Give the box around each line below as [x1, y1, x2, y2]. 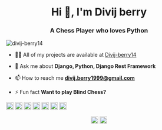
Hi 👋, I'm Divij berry [51, 5, 147, 19]
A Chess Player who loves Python [49, 27, 148, 35]
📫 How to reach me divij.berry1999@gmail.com [14, 74, 135, 82]
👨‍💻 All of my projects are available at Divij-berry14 [14, 51, 137, 58]
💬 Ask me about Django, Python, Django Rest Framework [14, 63, 156, 70]
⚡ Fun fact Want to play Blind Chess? [14, 89, 107, 96]
